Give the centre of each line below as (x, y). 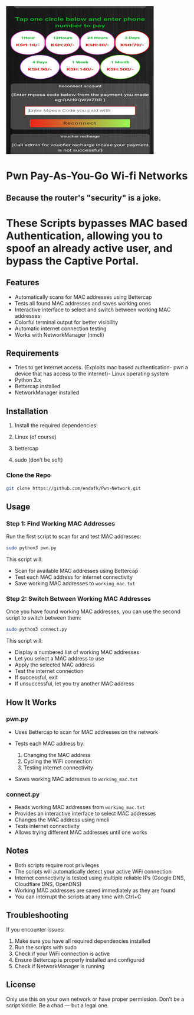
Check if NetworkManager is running (60, 966)
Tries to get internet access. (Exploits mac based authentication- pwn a (101, 368)
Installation (27, 411)
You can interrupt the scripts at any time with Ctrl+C (78, 897)
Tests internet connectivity (47, 826)
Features (23, 283)
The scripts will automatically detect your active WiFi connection (93, 871)
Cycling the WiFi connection (58, 761)
